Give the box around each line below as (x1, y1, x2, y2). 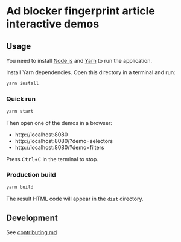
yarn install (6, 80, 39, 86)
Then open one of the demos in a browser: (6, 119, 113, 127)
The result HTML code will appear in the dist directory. (6, 195, 144, 203)
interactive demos (6, 17, 100, 31)
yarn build (6, 184, 34, 191)
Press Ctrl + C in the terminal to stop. (6, 156, 98, 163)
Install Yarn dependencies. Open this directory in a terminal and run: (6, 69, 176, 76)
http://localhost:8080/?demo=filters (14, 144, 104, 151)
